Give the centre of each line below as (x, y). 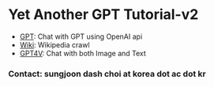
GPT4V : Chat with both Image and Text (83, 53)
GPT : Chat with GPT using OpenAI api (81, 36)
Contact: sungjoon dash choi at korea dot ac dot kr (107, 74)
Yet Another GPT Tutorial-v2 (103, 15)
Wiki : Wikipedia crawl (54, 44)
